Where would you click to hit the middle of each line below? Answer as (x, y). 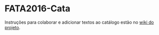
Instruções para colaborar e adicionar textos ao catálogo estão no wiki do (79, 22)
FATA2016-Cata (37, 9)
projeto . (13, 27)
